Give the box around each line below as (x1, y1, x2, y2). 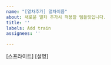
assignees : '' (6, 31, 41, 37)
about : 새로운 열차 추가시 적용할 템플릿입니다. (6, 14, 106, 20)
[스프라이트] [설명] (6, 53, 49, 60)
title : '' (6, 19, 31, 25)
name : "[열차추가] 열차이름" (6, 8, 68, 15)
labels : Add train (6, 25, 51, 31)
